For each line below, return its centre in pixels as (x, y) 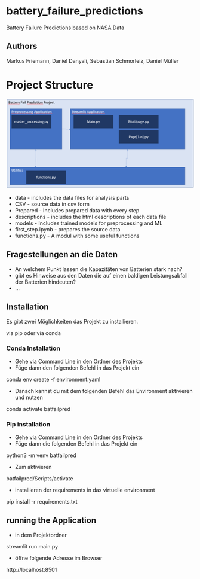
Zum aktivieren (33, 467)
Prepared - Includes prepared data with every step (77, 210)
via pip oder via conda (34, 333)
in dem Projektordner (41, 535)
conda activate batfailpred (38, 409)
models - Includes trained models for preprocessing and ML (89, 223)
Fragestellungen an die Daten (62, 255)
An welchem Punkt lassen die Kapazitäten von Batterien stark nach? (99, 269)
